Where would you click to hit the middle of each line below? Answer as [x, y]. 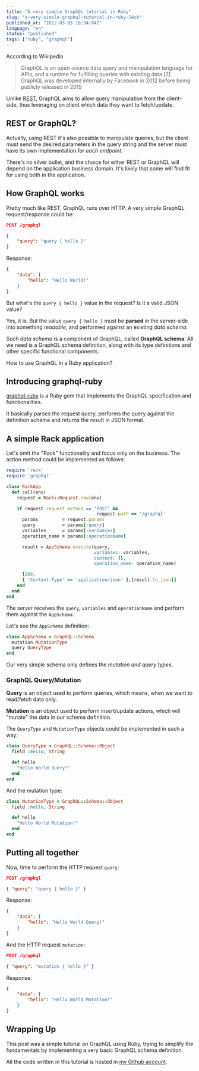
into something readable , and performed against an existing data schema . [97, 327]
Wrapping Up [31, 1030]
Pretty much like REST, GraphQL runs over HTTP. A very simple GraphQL [96, 208]
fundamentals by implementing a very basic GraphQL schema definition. [95, 1050]
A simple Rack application [55, 439]
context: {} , [110, 558]
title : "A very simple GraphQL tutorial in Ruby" [69, 12]
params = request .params [63, 520]
